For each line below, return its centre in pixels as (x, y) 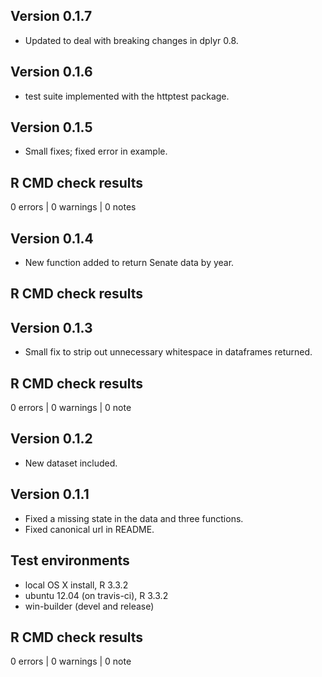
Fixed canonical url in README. (89, 529)
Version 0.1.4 (52, 238)
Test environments (70, 560)
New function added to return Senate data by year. (129, 263)
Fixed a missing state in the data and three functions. (134, 518)
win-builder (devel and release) (89, 606)
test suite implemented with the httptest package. (127, 96)
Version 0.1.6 (51, 72)
